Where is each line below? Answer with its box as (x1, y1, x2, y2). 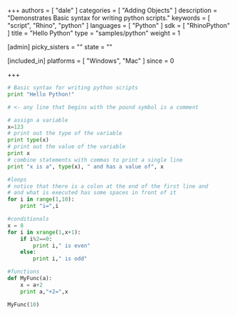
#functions (7, 268, 40, 276)
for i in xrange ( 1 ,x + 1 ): (7, 229, 81, 236)
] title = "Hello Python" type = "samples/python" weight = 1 (7, 29, 181, 37)
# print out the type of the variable (7, 130, 122, 137)
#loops (7, 176, 27, 183)
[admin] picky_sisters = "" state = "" (7, 43, 112, 51)
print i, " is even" (33, 242, 91, 249)
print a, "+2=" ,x (20, 288, 69, 295)
